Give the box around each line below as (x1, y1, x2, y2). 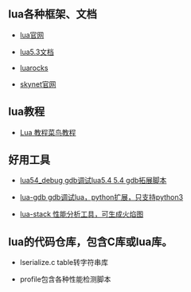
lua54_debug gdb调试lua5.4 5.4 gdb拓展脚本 (19, 176, 167, 185)
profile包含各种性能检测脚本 (19, 274, 111, 284)
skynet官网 (19, 79, 57, 89)
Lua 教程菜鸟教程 (19, 127, 76, 137)
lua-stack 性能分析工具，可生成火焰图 (19, 209, 144, 219)
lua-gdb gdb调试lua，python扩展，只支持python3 (19, 193, 184, 202)
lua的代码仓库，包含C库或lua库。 (8, 235, 173, 248)
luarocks (19, 63, 49, 72)
